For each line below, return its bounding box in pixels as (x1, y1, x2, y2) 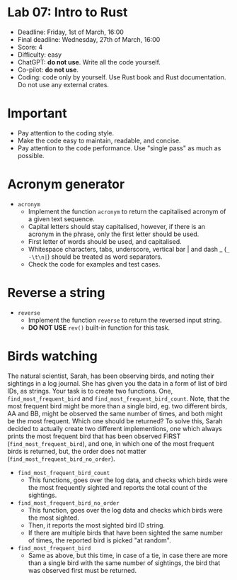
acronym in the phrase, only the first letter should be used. (28, 230, 200, 238)
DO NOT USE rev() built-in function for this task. (28, 323, 170, 332)
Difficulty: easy (17, 50, 62, 59)
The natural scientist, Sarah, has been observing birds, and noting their (7, 372, 214, 380)
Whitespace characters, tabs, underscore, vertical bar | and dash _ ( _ (28, 245, 230, 253)
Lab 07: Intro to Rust (7, 4, 128, 21)
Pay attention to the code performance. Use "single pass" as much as (17, 143, 221, 152)
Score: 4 (17, 43, 43, 51)
